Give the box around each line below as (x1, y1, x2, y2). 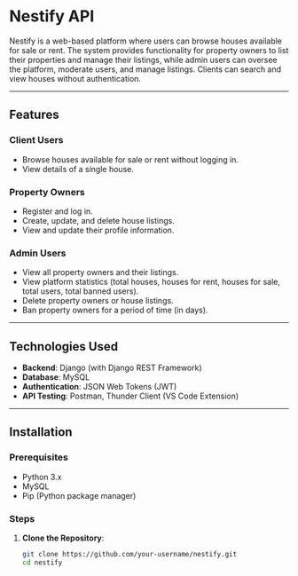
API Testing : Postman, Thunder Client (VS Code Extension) (21, 391, 239, 401)
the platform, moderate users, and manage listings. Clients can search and (9, 64, 282, 75)
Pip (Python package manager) (21, 490, 137, 501)
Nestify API (9, 6, 95, 27)
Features (9, 107, 59, 122)
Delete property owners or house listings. (21, 296, 175, 306)
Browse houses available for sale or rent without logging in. (21, 154, 239, 165)
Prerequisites (9, 451, 68, 463)
